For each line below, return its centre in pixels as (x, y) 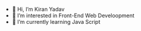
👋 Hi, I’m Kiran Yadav (38, 9)
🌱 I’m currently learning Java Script (56, 22)
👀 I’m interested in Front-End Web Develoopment (73, 15)
